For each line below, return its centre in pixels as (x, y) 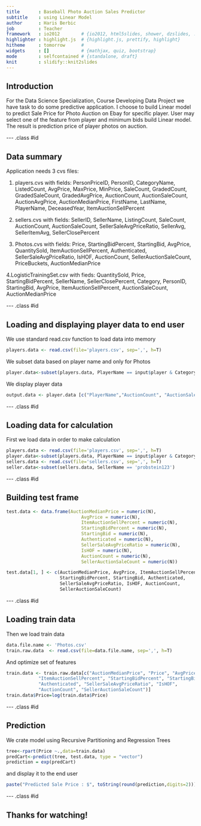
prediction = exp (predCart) (41, 762)
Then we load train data (35, 634)
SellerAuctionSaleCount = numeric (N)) (130, 561)
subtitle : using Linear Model (49, 17)
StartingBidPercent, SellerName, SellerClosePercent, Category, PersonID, (97, 281)
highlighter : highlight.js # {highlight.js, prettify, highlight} (93, 40)
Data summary (34, 157)
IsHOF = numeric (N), (107, 550)
